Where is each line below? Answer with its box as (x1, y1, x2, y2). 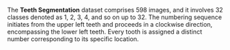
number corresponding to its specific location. (7, 35, 139, 43)
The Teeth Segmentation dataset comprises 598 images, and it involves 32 (7, 6, 224, 14)
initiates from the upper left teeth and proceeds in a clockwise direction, (7, 21, 213, 28)
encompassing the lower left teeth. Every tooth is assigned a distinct (7, 27, 202, 36)
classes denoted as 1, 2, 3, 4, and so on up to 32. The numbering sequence (7, 13, 222, 21)
